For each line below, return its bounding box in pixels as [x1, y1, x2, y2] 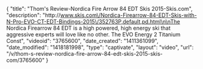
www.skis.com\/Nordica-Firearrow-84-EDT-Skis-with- [60, 11, 197, 19]
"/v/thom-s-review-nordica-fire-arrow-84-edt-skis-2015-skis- [6, 50, 163, 57]
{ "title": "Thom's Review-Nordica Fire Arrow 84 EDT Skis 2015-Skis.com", [6, 5, 193, 12]
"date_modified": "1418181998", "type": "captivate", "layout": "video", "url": [6, 44, 194, 51]
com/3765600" [6, 57, 45, 64]
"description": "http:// [6, 11, 61, 19]
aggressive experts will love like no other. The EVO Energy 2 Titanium [6, 31, 181, 38]
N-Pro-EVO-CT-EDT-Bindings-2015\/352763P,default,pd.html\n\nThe [6, 18, 180, 25]
